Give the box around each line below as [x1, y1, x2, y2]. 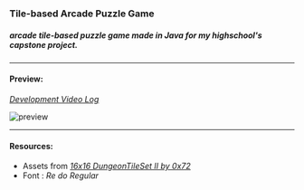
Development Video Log [9, 94, 100, 105]
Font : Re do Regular [22, 170, 100, 181]
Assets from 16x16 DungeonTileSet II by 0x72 [22, 161, 192, 172]
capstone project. [9, 39, 79, 50]
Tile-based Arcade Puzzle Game [9, 7, 155, 20]
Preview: [9, 73, 43, 84]
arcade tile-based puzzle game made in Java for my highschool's [9, 30, 262, 41]
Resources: [9, 140, 53, 151]
